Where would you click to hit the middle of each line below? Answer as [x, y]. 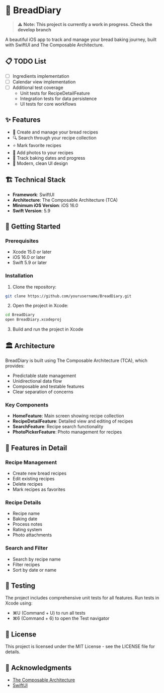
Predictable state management [44, 376]
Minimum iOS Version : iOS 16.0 [45, 205]
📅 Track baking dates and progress [49, 158]
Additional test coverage [38, 87]
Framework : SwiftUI [33, 195]
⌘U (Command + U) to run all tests [49, 613]
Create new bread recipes [39, 473]
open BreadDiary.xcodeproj [33, 320]
